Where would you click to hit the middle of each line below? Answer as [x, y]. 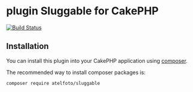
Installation [27, 46]
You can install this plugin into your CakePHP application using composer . [97, 60]
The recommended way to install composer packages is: [76, 72]
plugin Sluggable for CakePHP [82, 11]
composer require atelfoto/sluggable [53, 83]
